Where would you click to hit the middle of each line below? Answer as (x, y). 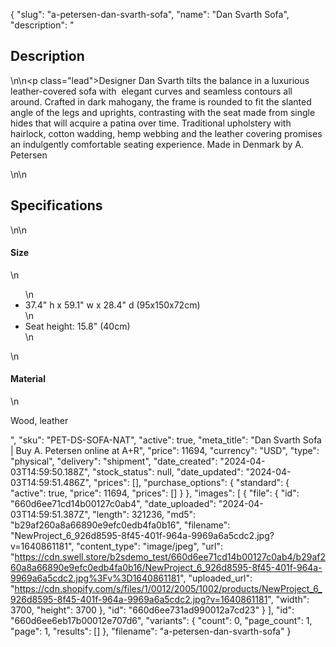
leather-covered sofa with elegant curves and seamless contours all (151, 91)
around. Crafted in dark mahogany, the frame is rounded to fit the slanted (161, 101)
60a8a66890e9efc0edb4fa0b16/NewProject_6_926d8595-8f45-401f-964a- (166, 568)
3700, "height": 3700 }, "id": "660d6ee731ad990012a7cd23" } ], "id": (152, 610)
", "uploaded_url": (216, 578)
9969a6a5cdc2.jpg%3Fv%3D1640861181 (95, 578)
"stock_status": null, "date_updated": (168, 472)
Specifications (56, 205)
